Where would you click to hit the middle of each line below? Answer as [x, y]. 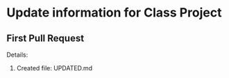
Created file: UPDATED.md [54, 68]
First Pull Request [45, 38]
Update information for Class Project [114, 13]
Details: [17, 55]
